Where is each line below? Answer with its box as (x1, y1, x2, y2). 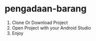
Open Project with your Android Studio (11, 24, 92, 30)
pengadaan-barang (4, 3, 87, 14)
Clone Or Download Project (11, 19, 68, 25)
